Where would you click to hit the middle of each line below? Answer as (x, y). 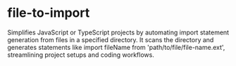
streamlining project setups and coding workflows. (81, 55)
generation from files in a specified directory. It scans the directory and (111, 39)
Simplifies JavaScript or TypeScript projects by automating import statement (118, 32)
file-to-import (49, 13)
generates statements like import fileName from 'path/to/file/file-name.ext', (116, 47)
